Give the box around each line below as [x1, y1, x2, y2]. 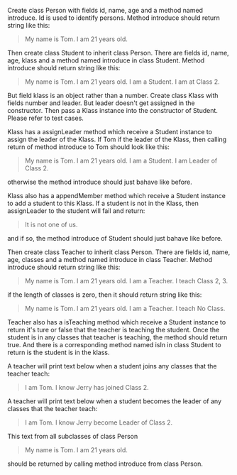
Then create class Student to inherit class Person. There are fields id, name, [7, 49, 229, 57]
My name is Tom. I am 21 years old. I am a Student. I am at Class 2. [24, 77, 220, 86]
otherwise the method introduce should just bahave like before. [7, 178, 193, 186]
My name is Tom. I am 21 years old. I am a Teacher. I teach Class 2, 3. [24, 277, 228, 285]
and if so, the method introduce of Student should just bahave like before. [7, 234, 223, 242]
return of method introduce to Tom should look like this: [7, 143, 170, 151]
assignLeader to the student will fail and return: [7, 207, 145, 215]
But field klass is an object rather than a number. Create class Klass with [7, 92, 219, 99]
